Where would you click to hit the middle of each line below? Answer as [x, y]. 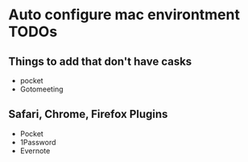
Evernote [35, 151]
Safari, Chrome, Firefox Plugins [88, 114]
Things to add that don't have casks [100, 61]
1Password [38, 142]
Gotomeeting [41, 89]
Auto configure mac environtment [124, 15]
